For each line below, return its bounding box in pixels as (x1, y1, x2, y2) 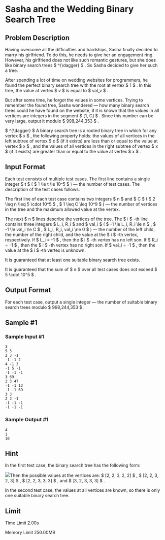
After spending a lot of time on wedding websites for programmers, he (5, 77, 148, 83)
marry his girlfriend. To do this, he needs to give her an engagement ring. (5, 52, 154, 58)
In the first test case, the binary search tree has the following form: (5, 462, 140, 469)
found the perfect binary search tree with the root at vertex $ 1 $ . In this (5, 82, 152, 88)
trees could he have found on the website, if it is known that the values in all (5, 107, 159, 113)
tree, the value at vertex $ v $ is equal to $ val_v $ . (5, 88, 109, 93)
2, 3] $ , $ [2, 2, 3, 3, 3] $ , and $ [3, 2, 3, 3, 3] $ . (5, 478, 105, 484)
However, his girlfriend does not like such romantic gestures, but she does (5, 57, 156, 63)
